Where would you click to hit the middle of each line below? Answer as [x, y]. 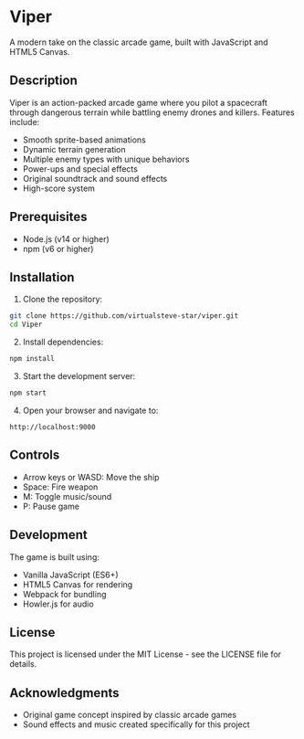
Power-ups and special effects [80, 169]
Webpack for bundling [64, 594]
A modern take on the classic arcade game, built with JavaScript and [139, 42]
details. [23, 664]
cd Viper [26, 325]
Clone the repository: [63, 300]
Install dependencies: [63, 342]
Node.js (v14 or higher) [66, 238]
